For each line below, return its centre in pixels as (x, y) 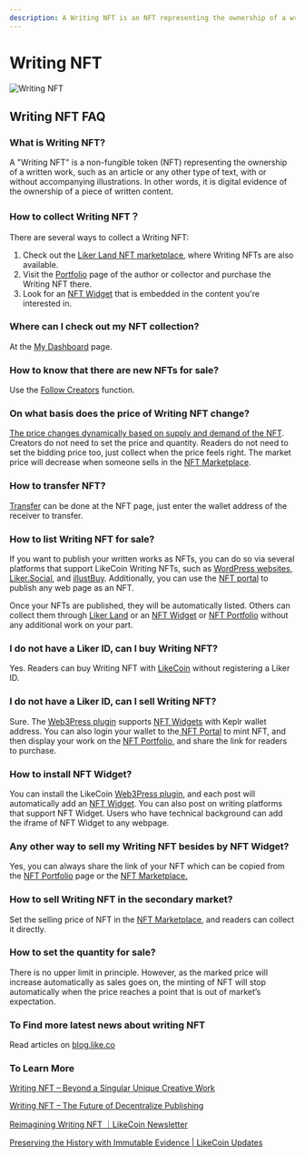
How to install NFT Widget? (71, 774)
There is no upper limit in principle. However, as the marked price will (139, 972)
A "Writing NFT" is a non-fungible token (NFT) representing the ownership (148, 162)
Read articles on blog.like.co (62, 1045)
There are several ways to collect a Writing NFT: (99, 237)
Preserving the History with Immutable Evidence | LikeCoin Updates (136, 1142)
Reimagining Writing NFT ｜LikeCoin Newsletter (98, 1124)
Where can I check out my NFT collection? (104, 327)
